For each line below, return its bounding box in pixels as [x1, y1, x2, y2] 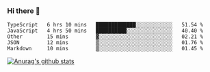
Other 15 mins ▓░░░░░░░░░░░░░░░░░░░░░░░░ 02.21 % [7, 33, 204, 40]
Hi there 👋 [7, 6, 41, 16]
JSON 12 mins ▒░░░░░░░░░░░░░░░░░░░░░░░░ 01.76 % [7, 39, 204, 46]
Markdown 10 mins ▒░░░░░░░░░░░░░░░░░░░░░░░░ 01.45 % [7, 46, 204, 52]
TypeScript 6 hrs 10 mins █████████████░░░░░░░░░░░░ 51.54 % [7, 22, 204, 29]
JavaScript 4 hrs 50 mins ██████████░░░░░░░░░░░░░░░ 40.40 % [7, 27, 204, 35]
